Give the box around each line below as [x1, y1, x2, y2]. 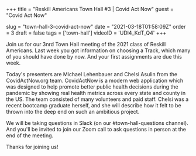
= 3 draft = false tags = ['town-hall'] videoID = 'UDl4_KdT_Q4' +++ [6, 29, 167, 36]
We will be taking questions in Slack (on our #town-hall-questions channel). [6, 120, 188, 126]
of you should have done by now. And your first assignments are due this [6, 53, 183, 60]
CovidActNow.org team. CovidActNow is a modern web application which [6, 77, 184, 84]
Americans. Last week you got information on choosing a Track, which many [6, 47, 191, 54]
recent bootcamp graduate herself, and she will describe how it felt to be [6, 102, 181, 108]
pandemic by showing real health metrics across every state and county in [6, 90, 186, 96]
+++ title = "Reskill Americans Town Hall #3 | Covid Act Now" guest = [6, 6, 174, 12]
